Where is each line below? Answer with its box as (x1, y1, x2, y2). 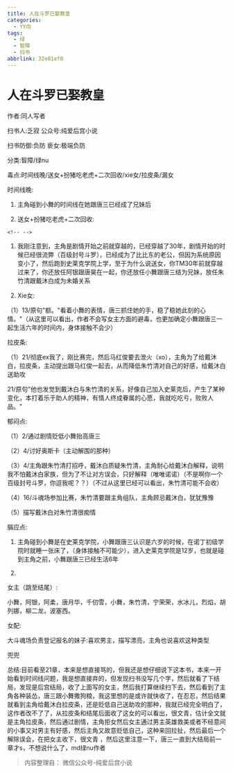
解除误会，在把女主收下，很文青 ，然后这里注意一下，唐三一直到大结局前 (7, 735, 216, 743)
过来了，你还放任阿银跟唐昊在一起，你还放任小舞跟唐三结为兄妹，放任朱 (17, 268, 224, 276)
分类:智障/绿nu (7, 155, 49, 164)
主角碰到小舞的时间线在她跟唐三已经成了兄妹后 (17, 200, 151, 208)
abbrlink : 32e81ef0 (7, 56, 64, 62)
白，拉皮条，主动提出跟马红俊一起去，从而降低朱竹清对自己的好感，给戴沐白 (7, 362, 226, 370)
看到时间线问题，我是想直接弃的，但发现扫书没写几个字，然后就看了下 (12, 674, 214, 682)
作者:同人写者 (7, 112, 46, 120)
